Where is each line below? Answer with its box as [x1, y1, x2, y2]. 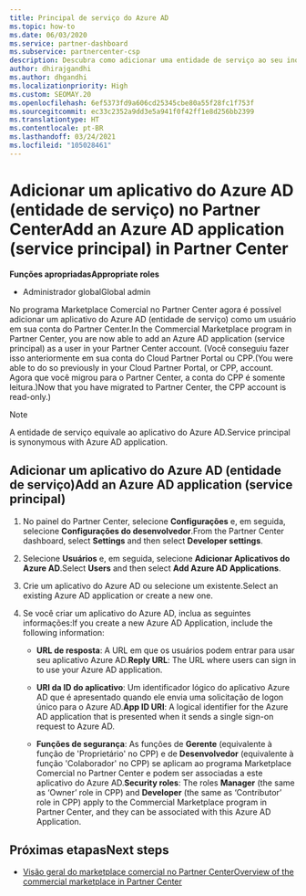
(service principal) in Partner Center [9, 238, 289, 258]
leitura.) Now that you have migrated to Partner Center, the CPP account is [9, 381, 287, 393]
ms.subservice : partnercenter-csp [9, 47, 141, 57]
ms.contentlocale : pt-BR [9, 124, 104, 133]
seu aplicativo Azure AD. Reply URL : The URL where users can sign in [36, 654, 297, 665]
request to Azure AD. [36, 721, 116, 732]
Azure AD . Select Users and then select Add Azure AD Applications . [22, 563, 281, 574]
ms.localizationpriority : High [9, 81, 128, 90]
